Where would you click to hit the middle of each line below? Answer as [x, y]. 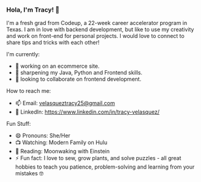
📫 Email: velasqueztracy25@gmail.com [65, 103]
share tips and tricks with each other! [53, 43]
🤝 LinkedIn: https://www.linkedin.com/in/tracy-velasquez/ [87, 112]
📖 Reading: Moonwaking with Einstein [62, 151]
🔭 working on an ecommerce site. [57, 66]
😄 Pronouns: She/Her [43, 136]
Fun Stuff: [19, 124]
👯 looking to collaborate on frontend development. [78, 79]
